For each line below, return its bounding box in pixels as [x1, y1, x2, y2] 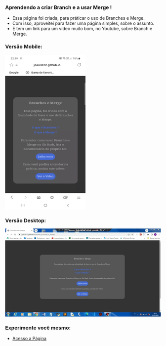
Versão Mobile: [5, 43, 42, 50]
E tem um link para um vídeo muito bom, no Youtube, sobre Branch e [12, 26, 153, 32]
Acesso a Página [12, 336, 47, 342]
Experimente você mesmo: [5, 324, 71, 331]
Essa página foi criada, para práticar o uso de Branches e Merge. [12, 15, 145, 21]
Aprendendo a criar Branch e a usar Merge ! [5, 4, 112, 11]
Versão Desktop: [5, 217, 46, 224]
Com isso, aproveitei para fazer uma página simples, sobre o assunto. [12, 20, 155, 26]
